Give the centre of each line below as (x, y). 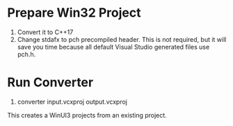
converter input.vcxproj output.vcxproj (72, 102)
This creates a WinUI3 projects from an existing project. (87, 115)
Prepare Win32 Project (74, 13)
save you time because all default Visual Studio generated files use (113, 47)
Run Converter (50, 82)
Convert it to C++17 (45, 32)
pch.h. (26, 54)
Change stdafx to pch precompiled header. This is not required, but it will (122, 39)
